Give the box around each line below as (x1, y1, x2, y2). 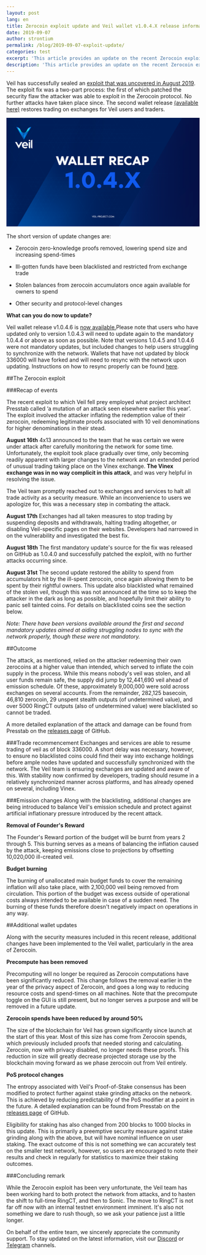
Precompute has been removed (6, 958, 88, 966)
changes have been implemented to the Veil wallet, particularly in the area (6, 940, 194, 947)
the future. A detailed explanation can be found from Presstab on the (6, 1103, 180, 1110)
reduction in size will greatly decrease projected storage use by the (6, 1053, 177, 1060)
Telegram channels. (6, 1241, 56, 1249)
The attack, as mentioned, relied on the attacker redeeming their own (6, 657, 181, 664)
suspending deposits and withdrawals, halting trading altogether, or (6, 519, 177, 526)
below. (6, 608, 23, 615)
